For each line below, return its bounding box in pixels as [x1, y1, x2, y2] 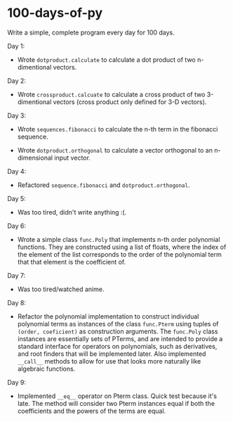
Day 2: [7, 76, 27, 85]
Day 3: [7, 111, 27, 120]
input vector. [54, 153, 91, 162]
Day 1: [7, 41, 25, 50]
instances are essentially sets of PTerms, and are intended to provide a [17, 334, 223, 343]
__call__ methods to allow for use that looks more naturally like [17, 357, 201, 365]
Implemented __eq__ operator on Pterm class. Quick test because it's [17, 392, 218, 400]
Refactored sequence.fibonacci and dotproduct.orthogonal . [17, 181, 190, 189]
